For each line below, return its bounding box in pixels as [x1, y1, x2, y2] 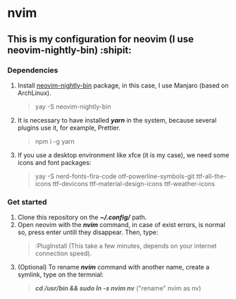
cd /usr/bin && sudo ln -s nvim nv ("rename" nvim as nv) [35, 284, 201, 293]
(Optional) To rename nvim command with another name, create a [17, 263, 210, 271]
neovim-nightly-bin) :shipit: [7, 44, 132, 56]
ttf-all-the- [196, 171, 227, 181]
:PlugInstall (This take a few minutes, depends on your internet [35, 242, 217, 250]
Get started [7, 197, 47, 207]
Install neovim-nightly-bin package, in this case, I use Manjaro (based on [17, 81, 229, 90]
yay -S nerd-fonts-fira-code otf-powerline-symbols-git [35, 171, 195, 181]
